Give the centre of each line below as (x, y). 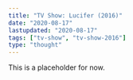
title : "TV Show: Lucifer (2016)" (66, 15)
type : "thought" (35, 45)
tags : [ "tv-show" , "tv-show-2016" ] (67, 38)
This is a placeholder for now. (57, 67)
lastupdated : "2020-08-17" (53, 30)
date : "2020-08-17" (41, 23)
